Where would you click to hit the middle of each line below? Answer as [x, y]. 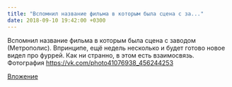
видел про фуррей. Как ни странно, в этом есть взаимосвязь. [101, 55]
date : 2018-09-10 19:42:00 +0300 [57, 20]
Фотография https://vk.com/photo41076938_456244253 [91, 62]
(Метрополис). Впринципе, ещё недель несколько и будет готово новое [116, 48]
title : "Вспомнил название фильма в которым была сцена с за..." [105, 14]
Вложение [23, 76]
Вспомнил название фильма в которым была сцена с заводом [102, 40]
